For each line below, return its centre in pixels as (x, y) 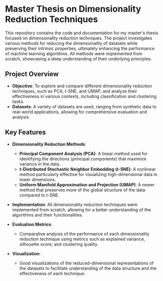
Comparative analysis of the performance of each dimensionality (84, 234)
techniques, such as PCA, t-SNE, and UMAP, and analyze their (74, 91)
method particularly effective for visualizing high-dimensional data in (88, 174)
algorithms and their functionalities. (48, 215)
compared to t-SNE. (39, 195)
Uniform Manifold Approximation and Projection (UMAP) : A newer (87, 184)
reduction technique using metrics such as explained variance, (82, 239)
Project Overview (32, 74)
